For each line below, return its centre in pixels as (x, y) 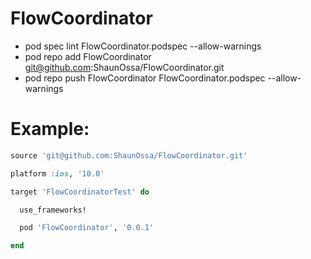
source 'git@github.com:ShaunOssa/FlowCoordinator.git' (129, 155)
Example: (50, 129)
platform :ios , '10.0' (57, 173)
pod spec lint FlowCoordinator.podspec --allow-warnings (143, 46)
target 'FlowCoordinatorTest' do (80, 192)
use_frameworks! (53, 210)
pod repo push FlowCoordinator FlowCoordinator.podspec (145, 78)
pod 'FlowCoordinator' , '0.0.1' (87, 228)
